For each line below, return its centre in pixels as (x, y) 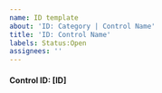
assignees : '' (36, 51)
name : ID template (44, 18)
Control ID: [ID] (38, 80)
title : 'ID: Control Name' (60, 34)
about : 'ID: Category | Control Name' (82, 26)
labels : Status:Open (48, 43)
